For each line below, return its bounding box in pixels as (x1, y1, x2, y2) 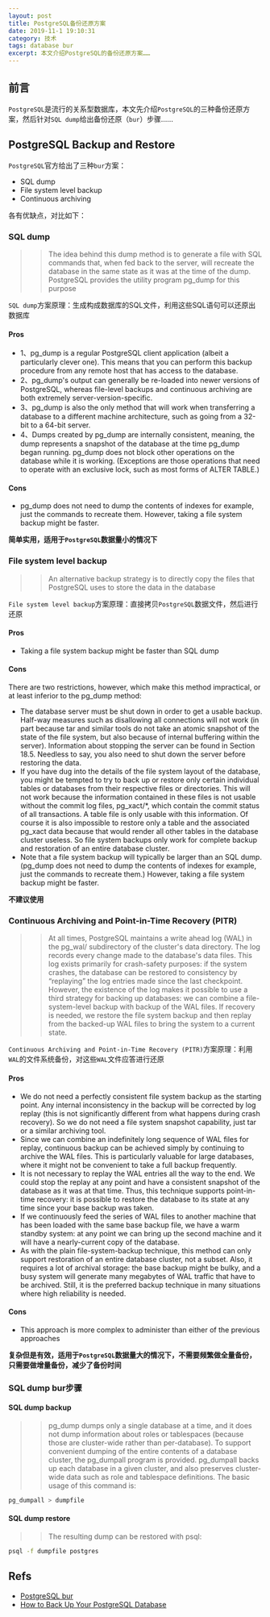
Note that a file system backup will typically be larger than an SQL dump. (19, 852, 262, 862)
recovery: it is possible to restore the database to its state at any (36, 1194, 250, 1204)
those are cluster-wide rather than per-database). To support (48, 1437, 251, 1448)
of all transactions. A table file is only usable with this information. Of (19, 810, 248, 819)
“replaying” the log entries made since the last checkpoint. (48, 977, 243, 986)
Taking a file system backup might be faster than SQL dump (19, 646, 219, 656)
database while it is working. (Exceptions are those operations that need (19, 456, 260, 466)
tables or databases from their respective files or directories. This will (19, 784, 251, 794)
